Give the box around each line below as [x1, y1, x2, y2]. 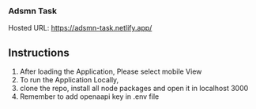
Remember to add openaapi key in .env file [19, 92, 160, 101]
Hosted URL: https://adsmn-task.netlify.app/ [8, 24, 152, 33]
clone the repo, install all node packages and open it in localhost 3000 [19, 84, 249, 93]
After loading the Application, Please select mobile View [19, 67, 202, 76]
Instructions [8, 45, 70, 60]
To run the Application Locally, [19, 75, 119, 85]
